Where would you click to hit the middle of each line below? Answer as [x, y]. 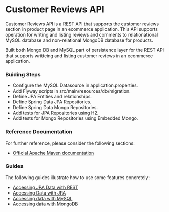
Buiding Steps [23, 74]
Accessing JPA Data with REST [45, 187]
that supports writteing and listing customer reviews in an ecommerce [79, 56]
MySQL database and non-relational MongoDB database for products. [79, 40]
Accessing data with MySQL [43, 198]
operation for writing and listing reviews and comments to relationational [82, 34]
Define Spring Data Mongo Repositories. [55, 108]
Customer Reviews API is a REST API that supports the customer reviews [82, 24]
